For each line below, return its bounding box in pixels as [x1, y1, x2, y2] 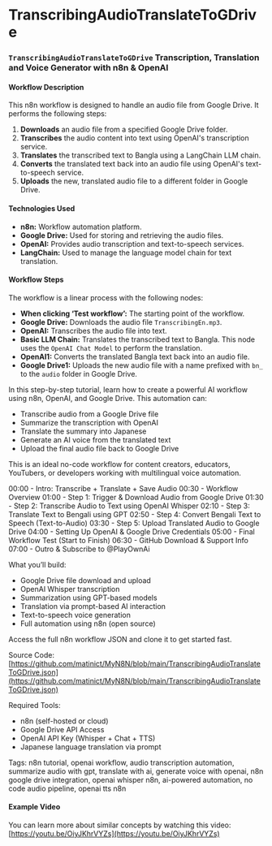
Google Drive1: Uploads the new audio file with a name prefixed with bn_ [19, 360, 264, 370]
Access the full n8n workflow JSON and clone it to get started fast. [8, 634, 232, 644]
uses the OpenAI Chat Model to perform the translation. [19, 343, 203, 352]
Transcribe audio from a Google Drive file [19, 408, 159, 419]
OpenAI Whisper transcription [19, 584, 120, 593]
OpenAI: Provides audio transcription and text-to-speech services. [19, 239, 244, 248]
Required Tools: [8, 700, 61, 710]
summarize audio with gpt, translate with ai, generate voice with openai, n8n [8, 766, 264, 776]
